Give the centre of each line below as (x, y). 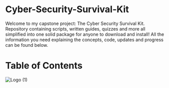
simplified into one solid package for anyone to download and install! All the (85, 34)
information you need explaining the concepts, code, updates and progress (84, 40)
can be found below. (27, 45)
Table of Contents (44, 66)
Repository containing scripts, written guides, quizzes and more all (75, 28)
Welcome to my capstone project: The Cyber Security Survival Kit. (75, 23)
